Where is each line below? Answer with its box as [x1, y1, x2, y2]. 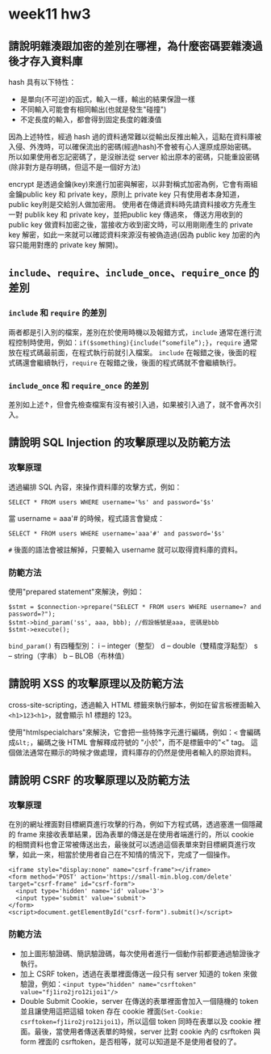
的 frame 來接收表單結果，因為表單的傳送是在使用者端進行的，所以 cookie [8, 830, 254, 840]
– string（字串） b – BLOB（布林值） [8, 650, 129, 660]
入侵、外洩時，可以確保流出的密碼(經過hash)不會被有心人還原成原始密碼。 [8, 142, 256, 151]
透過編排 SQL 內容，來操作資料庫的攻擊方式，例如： [8, 482, 182, 492]
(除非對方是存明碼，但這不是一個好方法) [8, 163, 141, 171]
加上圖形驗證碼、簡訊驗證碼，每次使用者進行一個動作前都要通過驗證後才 [19, 948, 261, 959]
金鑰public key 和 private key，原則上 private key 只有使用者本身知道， [8, 189, 244, 199]
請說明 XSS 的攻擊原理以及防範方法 [8, 677, 184, 691]
